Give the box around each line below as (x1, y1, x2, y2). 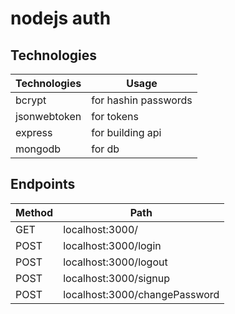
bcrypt (15, 93, 47, 107)
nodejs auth (10, 7, 112, 30)
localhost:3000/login (63, 238, 162, 252)
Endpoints (10, 176, 76, 193)
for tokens (91, 110, 139, 123)
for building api (91, 126, 162, 139)
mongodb (15, 142, 62, 156)
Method (15, 205, 54, 219)
